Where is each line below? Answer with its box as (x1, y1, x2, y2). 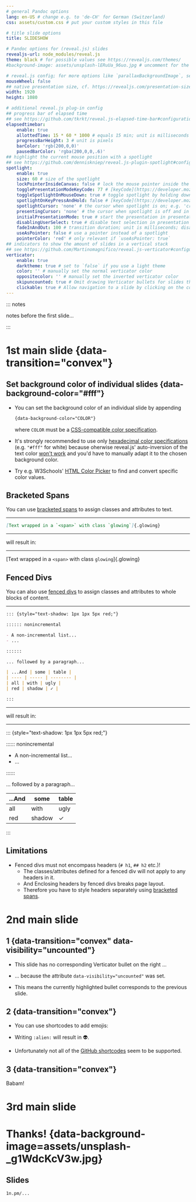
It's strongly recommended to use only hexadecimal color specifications (14, 437, 188, 445)
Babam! (6, 1080, 24, 1087)
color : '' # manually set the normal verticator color (16, 268, 153, 274)
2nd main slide (6, 913, 79, 926)
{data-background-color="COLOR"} (14, 415, 96, 421)
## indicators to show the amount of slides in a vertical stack (6, 241, 168, 247)
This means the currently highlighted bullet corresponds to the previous (14, 983, 187, 990)
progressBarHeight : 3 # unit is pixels (16, 138, 114, 144)
